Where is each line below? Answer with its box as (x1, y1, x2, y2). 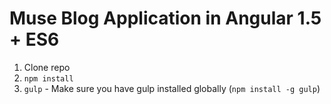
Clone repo (23, 61, 71, 73)
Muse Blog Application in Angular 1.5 (9, 7, 322, 30)
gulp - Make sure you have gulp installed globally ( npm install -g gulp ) (23, 82, 321, 94)
